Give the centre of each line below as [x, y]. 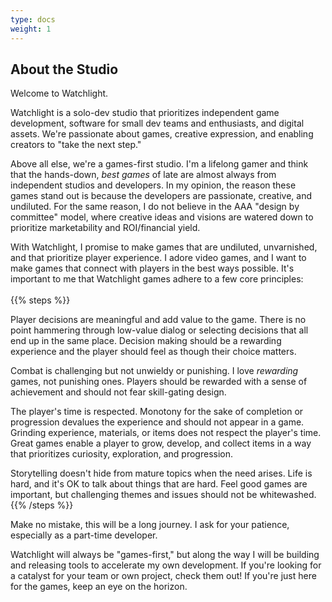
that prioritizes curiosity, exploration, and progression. [122, 454]
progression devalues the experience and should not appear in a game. [157, 422]
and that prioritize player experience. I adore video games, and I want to [158, 258]
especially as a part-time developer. [84, 535]
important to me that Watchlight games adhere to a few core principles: [157, 279]
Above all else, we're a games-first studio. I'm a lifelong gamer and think [159, 164]
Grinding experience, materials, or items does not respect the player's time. [166, 433]
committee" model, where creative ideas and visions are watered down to [162, 217]
